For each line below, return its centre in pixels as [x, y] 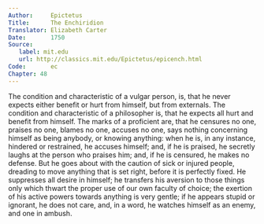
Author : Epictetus [45, 15]
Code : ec [33, 67]
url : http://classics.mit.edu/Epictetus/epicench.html [110, 60]
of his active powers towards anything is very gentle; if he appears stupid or [132, 196]
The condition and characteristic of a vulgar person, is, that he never [119, 96]
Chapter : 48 [28, 74]
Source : [21, 45]
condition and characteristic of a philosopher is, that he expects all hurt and [131, 113]
